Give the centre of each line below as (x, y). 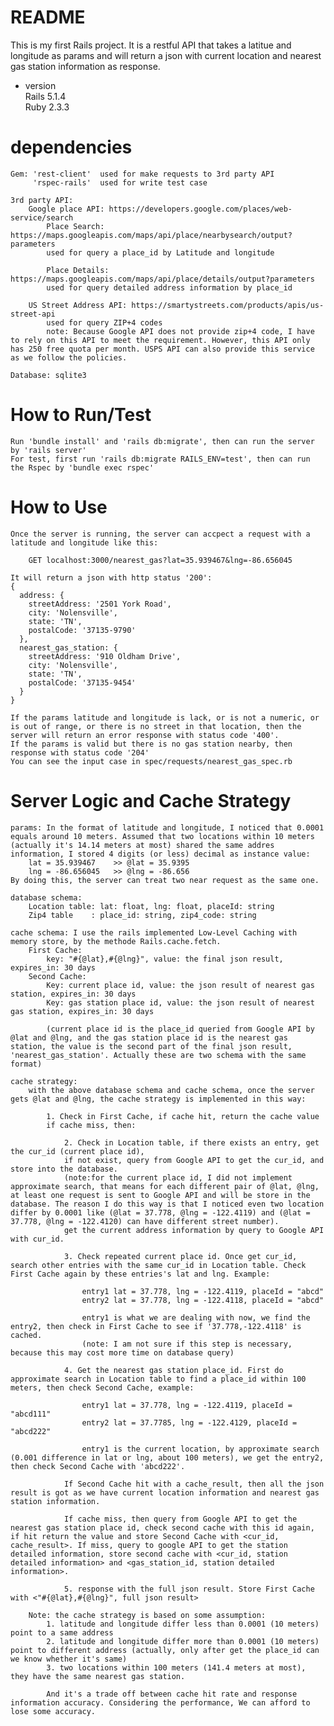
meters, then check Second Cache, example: (102, 1387)
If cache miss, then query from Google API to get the (180, 1519)
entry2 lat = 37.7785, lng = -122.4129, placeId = (189, 1422)
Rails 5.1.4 (45, 96)
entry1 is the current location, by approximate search (200, 1449)
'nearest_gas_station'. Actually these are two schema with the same (158, 1055)
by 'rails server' (48, 450)
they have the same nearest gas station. (98, 1676)
